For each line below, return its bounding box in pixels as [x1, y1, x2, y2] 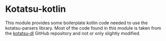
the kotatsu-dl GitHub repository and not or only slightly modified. [5, 30, 141, 36]
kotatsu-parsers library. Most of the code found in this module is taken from [5, 25, 161, 31]
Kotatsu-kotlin [5, 3, 66, 15]
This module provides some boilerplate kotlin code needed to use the [5, 20, 148, 26]
